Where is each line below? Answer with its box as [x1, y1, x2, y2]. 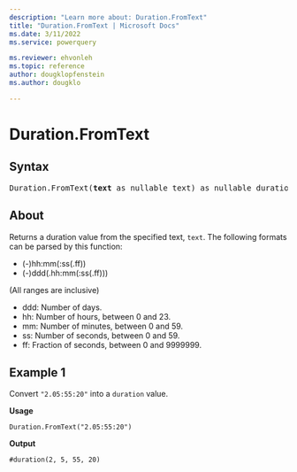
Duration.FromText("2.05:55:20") [9, 422, 133, 432]
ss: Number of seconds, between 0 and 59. [21, 329, 180, 341]
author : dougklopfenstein [9, 70, 104, 80]
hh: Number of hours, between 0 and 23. [21, 311, 171, 321]
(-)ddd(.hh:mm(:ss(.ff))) [21, 267, 109, 278]
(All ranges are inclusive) [9, 284, 100, 295]
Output [9, 438, 36, 449]
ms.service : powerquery [9, 37, 97, 47]
